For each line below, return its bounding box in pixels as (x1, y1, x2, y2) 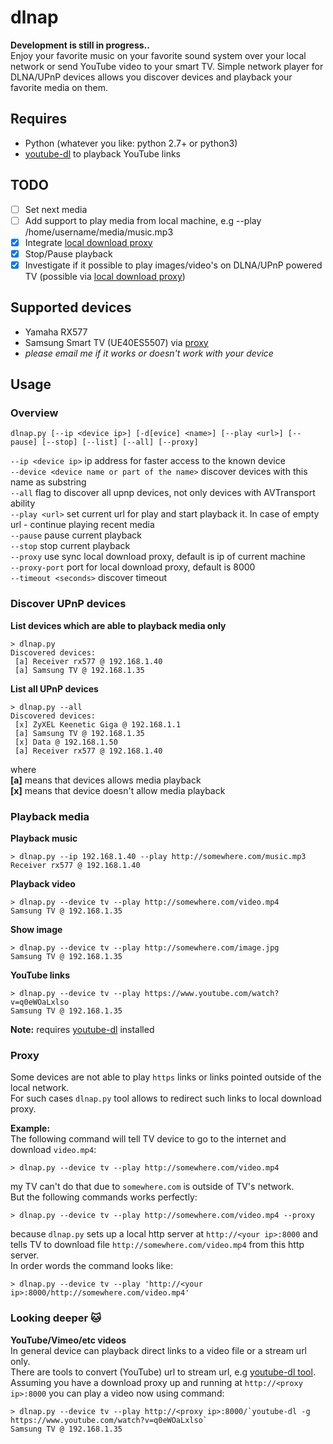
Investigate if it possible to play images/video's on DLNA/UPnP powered (24, 259, 323, 271)
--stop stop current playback (10, 540, 131, 552)
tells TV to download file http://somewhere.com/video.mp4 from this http (10, 1239, 305, 1251)
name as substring (10, 476, 87, 488)
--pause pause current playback (10, 529, 142, 541)
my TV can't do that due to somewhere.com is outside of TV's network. (10, 1181, 295, 1193)
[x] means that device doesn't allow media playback (10, 784, 226, 796)
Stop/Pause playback (24, 247, 113, 260)
